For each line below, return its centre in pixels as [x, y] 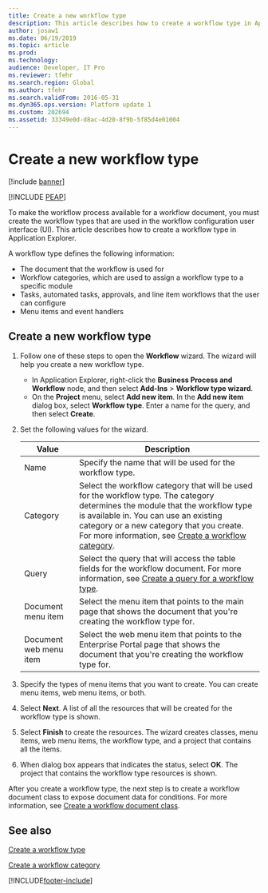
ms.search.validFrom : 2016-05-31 [64, 98]
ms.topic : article [39, 46]
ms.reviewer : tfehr [41, 75]
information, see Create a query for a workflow [166, 578]
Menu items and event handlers [71, 311]
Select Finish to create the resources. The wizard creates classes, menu [139, 732]
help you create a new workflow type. [82, 364]
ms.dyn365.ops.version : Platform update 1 [80, 105]
